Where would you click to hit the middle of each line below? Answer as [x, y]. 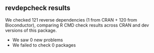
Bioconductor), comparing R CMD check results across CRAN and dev [77, 25]
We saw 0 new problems [38, 40]
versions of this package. [31, 30]
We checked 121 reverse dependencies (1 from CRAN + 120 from [71, 20]
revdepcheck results [38, 8]
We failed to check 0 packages [44, 45]
